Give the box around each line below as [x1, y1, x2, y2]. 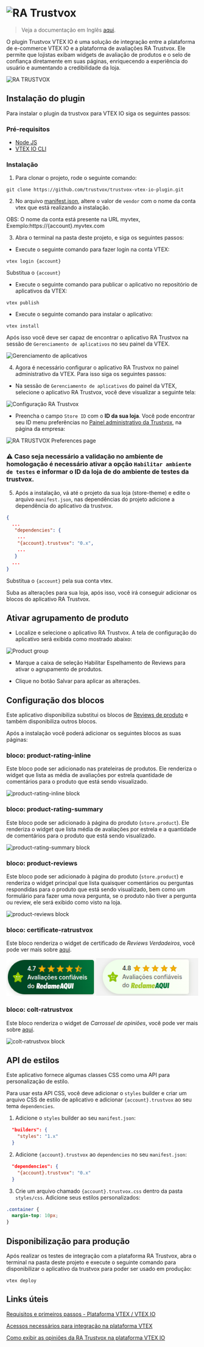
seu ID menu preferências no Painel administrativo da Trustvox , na [15, 419, 182, 426]
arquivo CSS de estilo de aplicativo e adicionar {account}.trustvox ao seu [6, 1096, 192, 1103]
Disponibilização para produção [6, 1236, 130, 1246]
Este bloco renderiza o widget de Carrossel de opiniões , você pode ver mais [6, 1019, 199, 1026]
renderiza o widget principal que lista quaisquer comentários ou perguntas [6, 880, 194, 887]
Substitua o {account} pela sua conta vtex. [6, 577, 113, 585]
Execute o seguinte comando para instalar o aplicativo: [15, 311, 153, 318]
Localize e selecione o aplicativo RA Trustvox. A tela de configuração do [15, 629, 197, 636]
